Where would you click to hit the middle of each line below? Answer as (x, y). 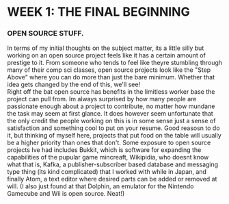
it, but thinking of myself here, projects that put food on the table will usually (114, 136)
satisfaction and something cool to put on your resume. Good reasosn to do (113, 128)
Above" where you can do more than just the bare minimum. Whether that (111, 77)
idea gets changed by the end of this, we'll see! (74, 85)
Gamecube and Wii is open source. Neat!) (66, 194)
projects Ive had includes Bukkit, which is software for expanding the (104, 150)
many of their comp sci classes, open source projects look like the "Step (109, 70)
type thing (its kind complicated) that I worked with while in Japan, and (107, 172)
